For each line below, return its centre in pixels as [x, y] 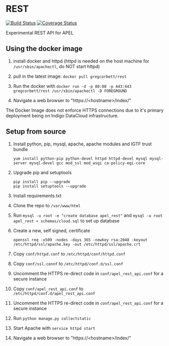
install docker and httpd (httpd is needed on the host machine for [81, 61]
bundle [21, 149]
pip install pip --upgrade [42, 182]
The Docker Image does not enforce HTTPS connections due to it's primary [85, 110]
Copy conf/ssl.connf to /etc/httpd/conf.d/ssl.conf [68, 263]
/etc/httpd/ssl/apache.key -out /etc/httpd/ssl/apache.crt [77, 244]
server [20, 163]
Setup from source [36, 132]
